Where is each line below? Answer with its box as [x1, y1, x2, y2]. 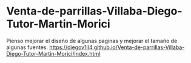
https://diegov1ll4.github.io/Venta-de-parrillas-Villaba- [49, 44, 185, 51]
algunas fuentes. [6, 44, 49, 51]
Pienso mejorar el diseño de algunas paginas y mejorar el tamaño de [6, 37, 178, 44]
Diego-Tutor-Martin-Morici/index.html [6, 50, 101, 57]
